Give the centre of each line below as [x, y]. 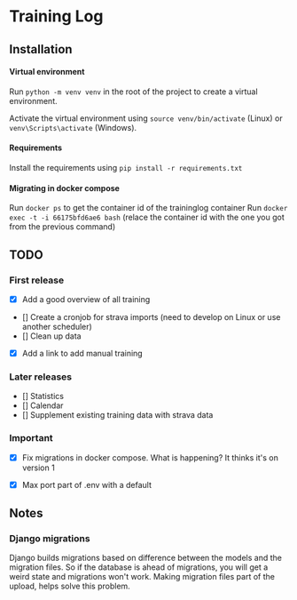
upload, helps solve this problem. [70, 586]
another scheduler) [57, 326]
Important [31, 438]
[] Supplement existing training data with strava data [117, 415]
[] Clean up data [51, 336]
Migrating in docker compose [64, 188]
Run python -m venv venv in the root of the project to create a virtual [134, 92]
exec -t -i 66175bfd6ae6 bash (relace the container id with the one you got [147, 217]
